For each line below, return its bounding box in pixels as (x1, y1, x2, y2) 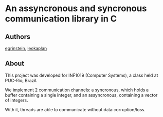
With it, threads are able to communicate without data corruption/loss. (5, 106, 146, 112)
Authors (5, 33, 31, 41)
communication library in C (5, 13, 117, 24)
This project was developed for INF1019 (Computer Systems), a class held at (5, 72, 158, 78)
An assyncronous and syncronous (5, 3, 147, 14)
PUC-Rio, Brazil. (5, 77, 37, 83)
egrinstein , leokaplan (5, 46, 47, 51)
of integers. (5, 97, 28, 103)
